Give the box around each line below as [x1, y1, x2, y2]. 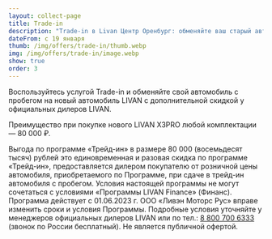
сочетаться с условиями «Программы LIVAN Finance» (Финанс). [8, 187, 232, 197]
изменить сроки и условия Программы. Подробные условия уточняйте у [8, 204, 262, 214]
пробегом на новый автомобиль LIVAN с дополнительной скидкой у [8, 95, 244, 105]
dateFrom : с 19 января [8, 34, 85, 43]
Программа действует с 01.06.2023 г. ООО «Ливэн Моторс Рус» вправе [8, 195, 258, 205]
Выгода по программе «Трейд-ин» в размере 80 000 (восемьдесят [8, 143, 243, 154]
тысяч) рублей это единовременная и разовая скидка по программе [8, 152, 249, 162]
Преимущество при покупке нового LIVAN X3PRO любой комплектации [8, 119, 257, 130]
